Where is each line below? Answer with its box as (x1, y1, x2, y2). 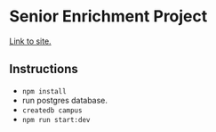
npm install (21, 87, 67, 95)
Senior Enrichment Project (9, 6, 208, 27)
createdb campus (21, 105, 83, 115)
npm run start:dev (21, 115, 91, 124)
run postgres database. (21, 95, 108, 105)
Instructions (9, 62, 78, 77)
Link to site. (9, 36, 52, 46)
